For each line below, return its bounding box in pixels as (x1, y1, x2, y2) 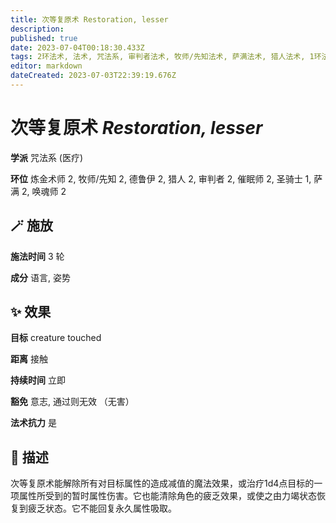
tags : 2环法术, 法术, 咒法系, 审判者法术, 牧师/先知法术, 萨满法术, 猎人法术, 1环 (10, 52, 322, 62)
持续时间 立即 (10, 374, 66, 386)
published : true (10, 33, 78, 43)
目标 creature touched (10, 332, 102, 344)
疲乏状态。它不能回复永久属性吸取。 (27, 502, 177, 515)
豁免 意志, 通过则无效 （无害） (10, 396, 135, 408)
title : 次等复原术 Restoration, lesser (10, 14, 169, 25)
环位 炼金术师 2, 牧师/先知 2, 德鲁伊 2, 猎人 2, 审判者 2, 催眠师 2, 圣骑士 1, (10, 172, 312, 185)
